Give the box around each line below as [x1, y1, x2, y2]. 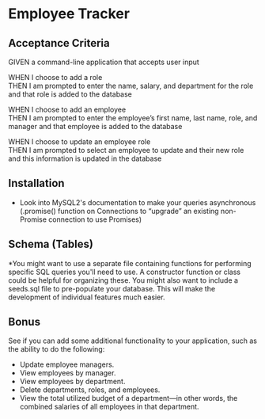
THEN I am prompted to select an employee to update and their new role [8, 146, 244, 154]
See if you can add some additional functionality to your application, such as [8, 336, 257, 345]
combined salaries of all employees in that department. [19, 402, 199, 412]
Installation [8, 177, 65, 190]
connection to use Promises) [48, 215, 142, 224]
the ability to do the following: [8, 345, 105, 354]
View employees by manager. [19, 368, 116, 378]
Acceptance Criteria [8, 36, 110, 50]
